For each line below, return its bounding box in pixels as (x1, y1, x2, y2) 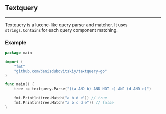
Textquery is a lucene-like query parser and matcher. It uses (5, 22, 128, 28)
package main (5, 50, 32, 56)
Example (5, 39, 27, 46)
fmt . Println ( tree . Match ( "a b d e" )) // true (14, 96, 107, 101)
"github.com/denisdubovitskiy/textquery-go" (14, 69, 107, 74)
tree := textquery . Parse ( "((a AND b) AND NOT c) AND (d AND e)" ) (14, 86, 152, 92)
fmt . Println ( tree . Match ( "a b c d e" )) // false (14, 100, 114, 105)
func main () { (5, 82, 35, 87)
